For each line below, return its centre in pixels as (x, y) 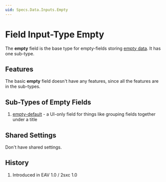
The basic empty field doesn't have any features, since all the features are (82, 81)
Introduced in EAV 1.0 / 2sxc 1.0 (45, 175)
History (17, 163)
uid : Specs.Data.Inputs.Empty (37, 10)
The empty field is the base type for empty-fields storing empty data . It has (83, 48)
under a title (25, 120)
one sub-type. (20, 53)
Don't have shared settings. (33, 147)
